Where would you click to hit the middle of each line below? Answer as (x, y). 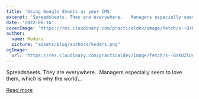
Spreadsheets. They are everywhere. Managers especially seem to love (94, 72)
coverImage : (21, 28)
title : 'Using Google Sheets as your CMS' (59, 11)
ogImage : (17, 50)
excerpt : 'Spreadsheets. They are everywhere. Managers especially (94, 17)
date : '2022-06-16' (30, 22)
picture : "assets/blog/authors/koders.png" (66, 45)
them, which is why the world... (44, 78)
